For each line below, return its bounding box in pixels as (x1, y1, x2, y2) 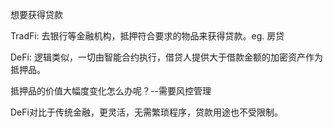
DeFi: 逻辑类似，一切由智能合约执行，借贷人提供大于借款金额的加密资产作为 (10, 51, 323, 63)
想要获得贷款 (10, 9, 63, 20)
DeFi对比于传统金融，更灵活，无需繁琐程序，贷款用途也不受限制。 (10, 106, 283, 118)
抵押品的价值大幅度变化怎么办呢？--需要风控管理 (10, 85, 212, 97)
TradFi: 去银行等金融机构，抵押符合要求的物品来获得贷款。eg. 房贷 (10, 30, 285, 42)
